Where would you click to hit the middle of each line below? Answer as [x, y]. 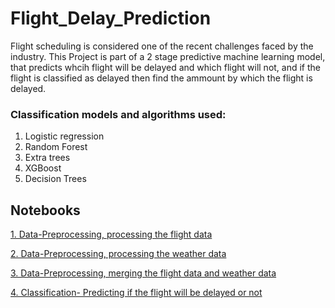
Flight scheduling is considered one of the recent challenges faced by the [162, 46]
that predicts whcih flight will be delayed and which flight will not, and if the [165, 67]
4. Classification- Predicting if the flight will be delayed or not [136, 293]
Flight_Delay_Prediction [111, 18]
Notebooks [45, 210]
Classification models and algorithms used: [118, 114]
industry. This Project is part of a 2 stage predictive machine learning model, [168, 56]
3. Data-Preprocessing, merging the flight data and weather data [143, 273]
